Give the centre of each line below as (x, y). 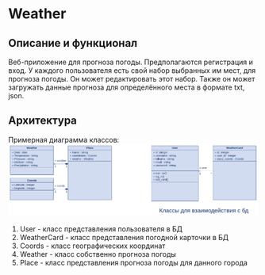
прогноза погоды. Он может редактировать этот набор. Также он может (132, 79)
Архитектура (43, 121)
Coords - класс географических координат (92, 246)
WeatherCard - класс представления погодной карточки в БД (124, 238)
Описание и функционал (73, 43)
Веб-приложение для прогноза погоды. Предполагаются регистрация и (131, 62)
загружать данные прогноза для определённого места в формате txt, (127, 87)
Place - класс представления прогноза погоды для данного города (134, 263)
